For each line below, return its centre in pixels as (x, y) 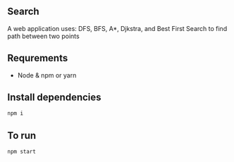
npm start (22, 152)
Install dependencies (54, 98)
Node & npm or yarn (47, 75)
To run (22, 136)
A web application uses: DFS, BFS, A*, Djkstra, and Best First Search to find (117, 28)
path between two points (43, 36)
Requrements (38, 58)
